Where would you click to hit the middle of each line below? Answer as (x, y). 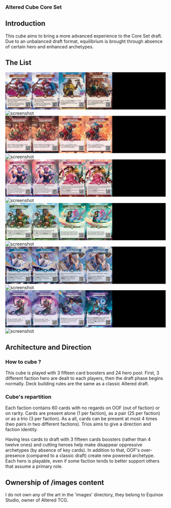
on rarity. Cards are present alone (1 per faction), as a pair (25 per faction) (83, 413)
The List (18, 63)
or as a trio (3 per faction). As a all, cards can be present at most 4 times (81, 419)
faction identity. (22, 430)
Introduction (25, 24)
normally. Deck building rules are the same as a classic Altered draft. (77, 384)
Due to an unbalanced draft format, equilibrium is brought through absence (84, 41)
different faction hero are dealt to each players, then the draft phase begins (84, 378)
